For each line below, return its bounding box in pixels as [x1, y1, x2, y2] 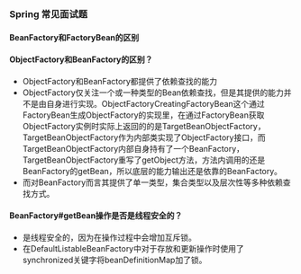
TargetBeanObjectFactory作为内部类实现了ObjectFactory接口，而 [22, 132, 266, 143]
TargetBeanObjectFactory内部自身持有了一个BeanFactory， [22, 143, 245, 154]
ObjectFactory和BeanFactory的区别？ [9, 54, 153, 65]
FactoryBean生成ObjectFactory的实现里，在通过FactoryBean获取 [22, 110, 265, 120]
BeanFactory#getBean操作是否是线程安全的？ [9, 210, 183, 221]
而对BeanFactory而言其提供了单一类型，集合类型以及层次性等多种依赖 [22, 177, 284, 188]
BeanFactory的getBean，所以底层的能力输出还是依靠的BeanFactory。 [22, 165, 282, 176]
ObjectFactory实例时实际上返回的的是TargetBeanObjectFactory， [22, 120, 266, 131]
